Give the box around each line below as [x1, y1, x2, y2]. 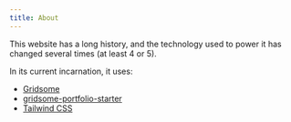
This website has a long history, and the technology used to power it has [9, 38, 282, 49]
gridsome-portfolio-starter [22, 93, 123, 104]
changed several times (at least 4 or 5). [9, 47, 157, 59]
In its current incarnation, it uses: [9, 66, 133, 76]
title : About [9, 13, 59, 23]
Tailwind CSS [22, 102, 73, 114]
